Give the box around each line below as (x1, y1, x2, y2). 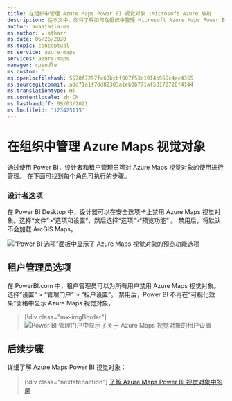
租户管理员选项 (7, 262, 71, 274)
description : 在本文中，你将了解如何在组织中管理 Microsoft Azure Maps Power (7, 17, 220, 24)
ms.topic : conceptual (7, 42, 70, 49)
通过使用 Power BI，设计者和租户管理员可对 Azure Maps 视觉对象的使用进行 (7, 163, 224, 171)
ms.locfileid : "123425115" (7, 107, 85, 114)
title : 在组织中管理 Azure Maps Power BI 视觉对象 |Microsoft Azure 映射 (7, 10, 213, 17)
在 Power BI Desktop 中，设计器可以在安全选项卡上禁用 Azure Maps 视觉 (7, 207, 215, 215)
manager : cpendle (7, 62, 57, 69)
